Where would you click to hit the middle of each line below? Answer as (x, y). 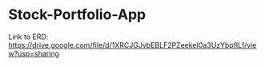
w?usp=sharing (34, 53)
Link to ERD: (28, 37)
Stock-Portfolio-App (77, 15)
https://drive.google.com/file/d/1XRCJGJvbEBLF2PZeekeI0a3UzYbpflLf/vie (132, 45)
